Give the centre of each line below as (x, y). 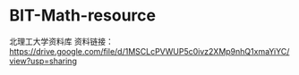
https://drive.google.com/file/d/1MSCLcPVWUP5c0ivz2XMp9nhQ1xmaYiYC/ (149, 51)
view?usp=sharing (43, 61)
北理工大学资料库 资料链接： (61, 41)
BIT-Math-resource (83, 16)
